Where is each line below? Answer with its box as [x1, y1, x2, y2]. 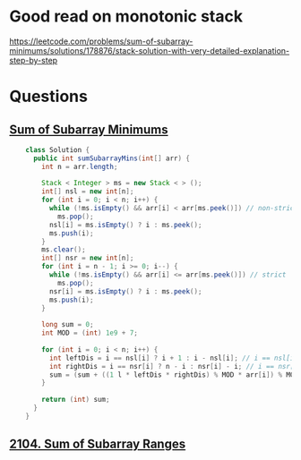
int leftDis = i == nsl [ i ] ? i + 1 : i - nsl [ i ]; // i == [48, 354, 271, 362]
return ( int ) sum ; [41, 396, 110, 405]
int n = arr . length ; [41, 162, 118, 171]
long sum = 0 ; [41, 320, 94, 329]
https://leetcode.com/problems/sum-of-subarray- [9, 36, 193, 47]
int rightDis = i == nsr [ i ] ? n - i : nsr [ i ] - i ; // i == [48, 362, 275, 371]
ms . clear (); [41, 245, 87, 254]
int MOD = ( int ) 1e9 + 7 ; [41, 328, 139, 337]
